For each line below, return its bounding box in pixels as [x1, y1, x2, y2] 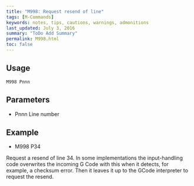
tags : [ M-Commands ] [6, 14, 54, 20]
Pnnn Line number [14, 110, 60, 118]
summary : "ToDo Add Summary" [6, 31, 78, 36]
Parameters [6, 95, 50, 105]
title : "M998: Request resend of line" [6, 8, 104, 15]
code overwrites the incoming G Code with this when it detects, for [6, 161, 169, 168]
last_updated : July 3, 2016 [6, 25, 75, 31]
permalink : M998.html [6, 36, 60, 42]
